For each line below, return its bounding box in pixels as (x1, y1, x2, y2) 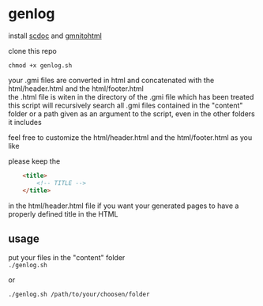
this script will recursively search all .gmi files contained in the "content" (8, 100, 243, 110)
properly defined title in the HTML (8, 209, 118, 218)
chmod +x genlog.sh (8, 61, 73, 70)
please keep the (8, 156, 61, 166)
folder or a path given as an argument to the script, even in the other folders (8, 108, 255, 119)
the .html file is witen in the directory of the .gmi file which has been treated (8, 92, 254, 101)
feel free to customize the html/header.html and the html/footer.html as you (8, 132, 253, 142)
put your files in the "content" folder (8, 253, 126, 263)
